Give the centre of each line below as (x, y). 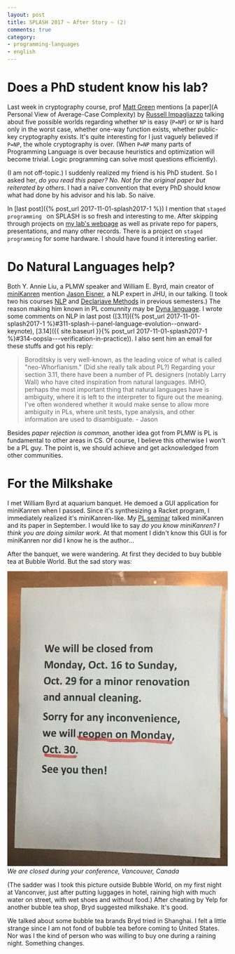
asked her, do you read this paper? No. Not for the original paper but (106, 180)
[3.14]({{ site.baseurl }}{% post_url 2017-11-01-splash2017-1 (122, 331)
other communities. (35, 455)
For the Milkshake (60, 484)
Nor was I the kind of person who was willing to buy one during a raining (112, 936)
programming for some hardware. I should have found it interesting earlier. (112, 238)
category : (22, 37)
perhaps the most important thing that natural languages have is (117, 389)
